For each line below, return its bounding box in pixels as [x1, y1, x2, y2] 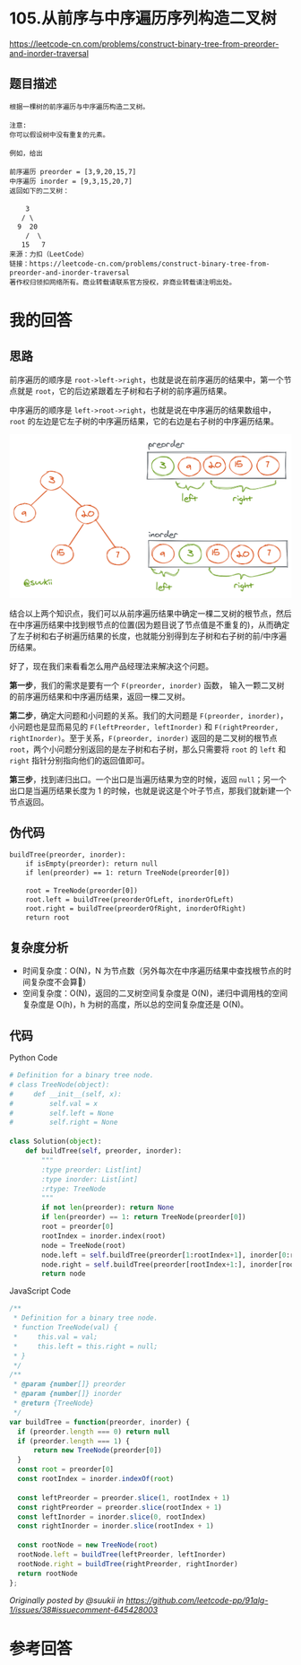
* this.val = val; [13, 1332, 99, 1341]
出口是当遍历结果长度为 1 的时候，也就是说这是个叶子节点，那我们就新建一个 [9, 785, 292, 796]
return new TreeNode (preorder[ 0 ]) [32, 1446, 163, 1455]
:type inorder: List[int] [41, 1174, 139, 1184]
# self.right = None [9, 1118, 118, 1127]
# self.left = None [9, 1109, 115, 1118]
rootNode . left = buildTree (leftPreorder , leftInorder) [17, 1550, 227, 1559]
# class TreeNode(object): [9, 1080, 110, 1089]
